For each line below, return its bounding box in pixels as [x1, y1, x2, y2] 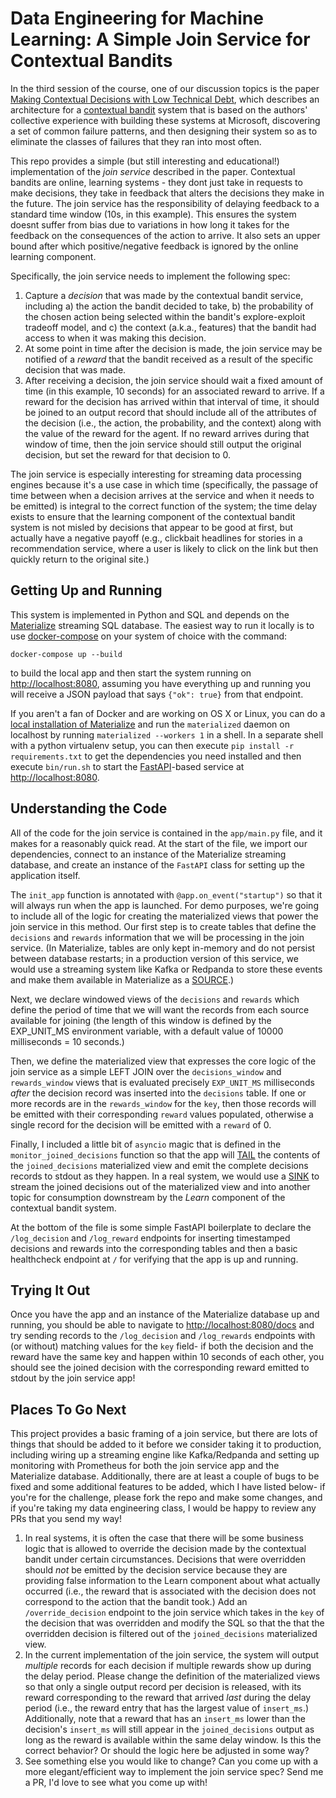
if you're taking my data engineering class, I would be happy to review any [10, 1502, 317, 1514]
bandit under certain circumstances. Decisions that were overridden [24, 1553, 306, 1566]
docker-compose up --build [10, 649, 123, 659]
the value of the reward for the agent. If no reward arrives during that [24, 427, 310, 439]
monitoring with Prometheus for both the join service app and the [10, 1460, 280, 1472]
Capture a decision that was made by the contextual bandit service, [24, 289, 304, 301]
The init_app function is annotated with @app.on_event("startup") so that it [10, 888, 323, 901]
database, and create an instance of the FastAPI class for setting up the [10, 858, 305, 871]
